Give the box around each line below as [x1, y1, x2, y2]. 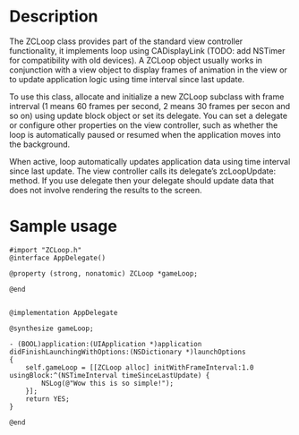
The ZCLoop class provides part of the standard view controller [9, 36, 243, 47]
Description [9, 6, 98, 27]
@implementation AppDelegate [9, 308, 118, 317]
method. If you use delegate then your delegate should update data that [9, 175, 275, 185]
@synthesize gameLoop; [9, 324, 94, 333]
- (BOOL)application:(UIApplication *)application [9, 339, 202, 348]
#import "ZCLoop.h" [9, 245, 82, 254]
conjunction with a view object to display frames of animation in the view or [9, 64, 288, 75]
